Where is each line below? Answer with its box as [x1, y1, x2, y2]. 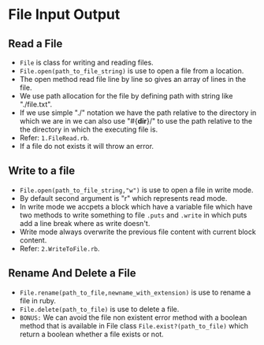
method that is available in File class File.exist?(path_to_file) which [19, 321, 249, 330]
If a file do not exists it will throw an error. [19, 142, 154, 150]
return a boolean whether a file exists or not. [19, 329, 164, 339]
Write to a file [8, 164, 76, 178]
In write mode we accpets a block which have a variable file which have [19, 202, 253, 211]
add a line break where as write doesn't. [19, 218, 151, 228]
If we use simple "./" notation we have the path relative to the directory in [19, 108, 257, 117]
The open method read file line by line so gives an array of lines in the [19, 75, 247, 83]
